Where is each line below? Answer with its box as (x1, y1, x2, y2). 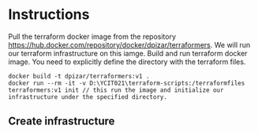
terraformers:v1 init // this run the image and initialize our (8, 85, 224, 94)
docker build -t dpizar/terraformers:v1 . (8, 72, 150, 80)
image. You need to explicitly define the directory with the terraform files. (8, 57, 246, 66)
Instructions (8, 6, 90, 24)
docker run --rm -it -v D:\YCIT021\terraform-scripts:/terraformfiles (8, 79, 245, 87)
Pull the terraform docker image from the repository (8, 32, 176, 41)
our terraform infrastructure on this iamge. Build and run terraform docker (8, 48, 248, 58)
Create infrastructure (8, 115, 115, 128)
